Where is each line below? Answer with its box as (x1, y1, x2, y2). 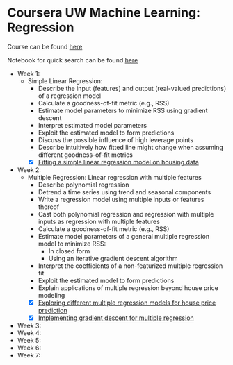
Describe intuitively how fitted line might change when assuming (38, 143, 224, 151)
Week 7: (17, 351, 41, 359)
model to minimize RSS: (38, 239, 106, 248)
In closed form (48, 247, 90, 255)
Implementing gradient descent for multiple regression (38, 314, 195, 322)
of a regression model (38, 92, 102, 100)
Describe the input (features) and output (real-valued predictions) (38, 84, 227, 92)
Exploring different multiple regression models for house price (38, 298, 216, 307)
